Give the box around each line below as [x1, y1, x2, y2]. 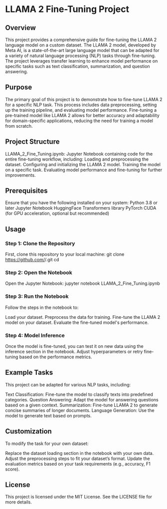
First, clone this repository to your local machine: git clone [5, 251, 125, 257]
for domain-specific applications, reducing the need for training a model [5, 118, 154, 124]
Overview [5, 24, 36, 32]
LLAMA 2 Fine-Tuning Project [5, 4, 130, 15]
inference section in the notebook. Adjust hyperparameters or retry [5, 349, 143, 355]
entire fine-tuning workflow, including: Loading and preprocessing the [5, 156, 149, 162]
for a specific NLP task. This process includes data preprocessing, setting [5, 102, 157, 108]
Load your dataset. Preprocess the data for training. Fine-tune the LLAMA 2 [5, 314, 161, 320]
